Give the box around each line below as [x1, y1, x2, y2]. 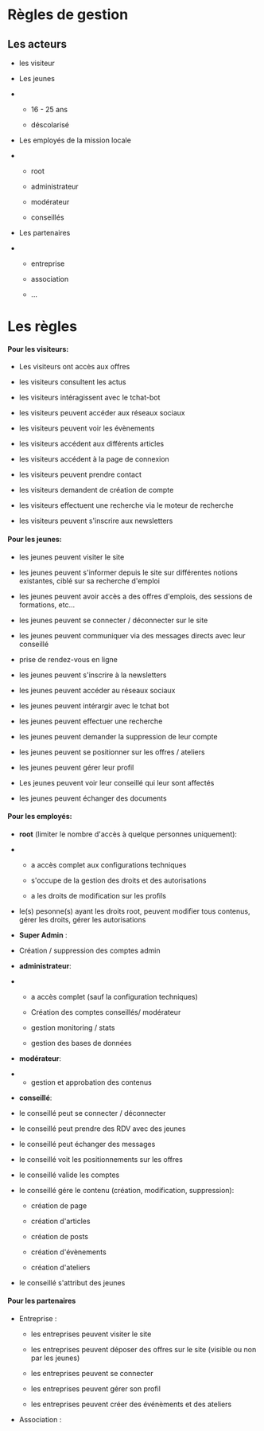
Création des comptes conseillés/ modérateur [30, 1007, 181, 1016]
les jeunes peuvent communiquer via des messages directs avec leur [18, 630, 246, 640]
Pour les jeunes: [7, 534, 62, 544]
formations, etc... [18, 599, 76, 610]
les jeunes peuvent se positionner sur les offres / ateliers [18, 747, 205, 757]
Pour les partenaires [7, 1296, 76, 1306]
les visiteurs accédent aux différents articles [18, 439, 165, 449]
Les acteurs [7, 37, 68, 51]
